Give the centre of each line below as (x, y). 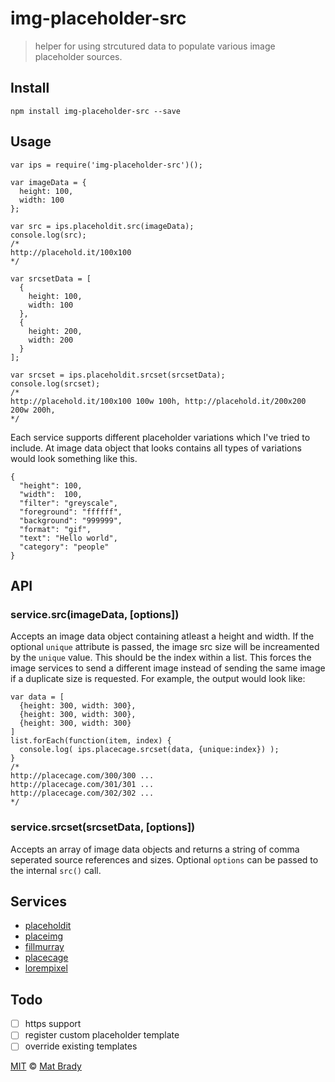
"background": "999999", (71, 520)
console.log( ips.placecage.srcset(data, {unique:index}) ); (149, 750)
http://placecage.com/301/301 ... (82, 785)
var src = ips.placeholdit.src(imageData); (102, 226)
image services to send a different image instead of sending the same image (168, 668)
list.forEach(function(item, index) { (91, 741)
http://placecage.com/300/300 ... (82, 776)
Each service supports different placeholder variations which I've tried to (160, 437)
